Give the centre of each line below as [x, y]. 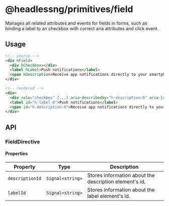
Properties [17, 154]
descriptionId [25, 178]
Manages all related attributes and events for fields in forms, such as [76, 23]
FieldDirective [23, 142]
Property [24, 167]
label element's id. [109, 196]
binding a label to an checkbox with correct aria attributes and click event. [82, 28]
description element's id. [116, 181]
